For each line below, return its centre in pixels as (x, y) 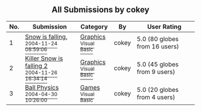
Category (94, 26)
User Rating (165, 26)
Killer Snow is (44, 58)
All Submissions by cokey (100, 10)
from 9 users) (156, 72)
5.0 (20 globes (158, 90)
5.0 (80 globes (158, 39)
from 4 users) (156, 97)
